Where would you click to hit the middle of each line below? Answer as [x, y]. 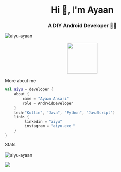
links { [22, 117]
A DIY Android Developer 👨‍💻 [82, 26]
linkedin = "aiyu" [44, 122]
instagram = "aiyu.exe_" [50, 126]
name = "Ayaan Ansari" [46, 99]
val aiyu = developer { [29, 90]
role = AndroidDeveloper [48, 103]
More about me [21, 81]
